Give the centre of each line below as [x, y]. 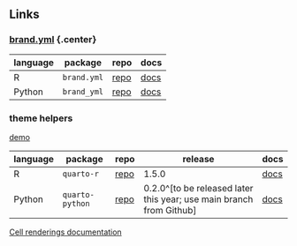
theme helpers [41, 118]
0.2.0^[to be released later [198, 188]
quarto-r [81, 174]
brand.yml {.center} [53, 40]
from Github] [170, 210]
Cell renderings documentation [65, 232]
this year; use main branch [198, 199]
